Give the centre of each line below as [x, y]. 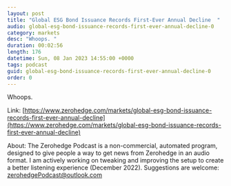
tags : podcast [28, 65]
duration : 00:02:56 [35, 45]
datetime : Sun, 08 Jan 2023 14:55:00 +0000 [71, 59]
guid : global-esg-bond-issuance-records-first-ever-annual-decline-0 [109, 71]
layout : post [26, 13]
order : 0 [20, 77]
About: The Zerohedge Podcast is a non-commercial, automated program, [112, 146]
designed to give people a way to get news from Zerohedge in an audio [109, 153]
